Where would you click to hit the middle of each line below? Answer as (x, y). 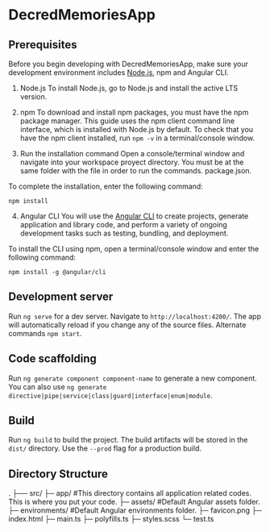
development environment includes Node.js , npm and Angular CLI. (118, 73)
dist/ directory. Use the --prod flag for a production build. (105, 448)
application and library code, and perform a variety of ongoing (123, 224)
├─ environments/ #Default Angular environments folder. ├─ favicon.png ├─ (135, 510)
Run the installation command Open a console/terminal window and (132, 154)
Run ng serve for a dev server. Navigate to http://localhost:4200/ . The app (135, 316)
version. (33, 97)
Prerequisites (43, 45)
